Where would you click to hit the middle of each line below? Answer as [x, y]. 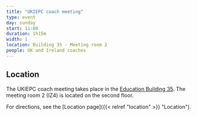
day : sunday [21, 23]
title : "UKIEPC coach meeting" [45, 12]
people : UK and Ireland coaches [46, 51]
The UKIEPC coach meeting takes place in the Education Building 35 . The [96, 89]
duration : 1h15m [26, 34]
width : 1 [17, 39]
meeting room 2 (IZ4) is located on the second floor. [70, 95]
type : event [21, 17]
